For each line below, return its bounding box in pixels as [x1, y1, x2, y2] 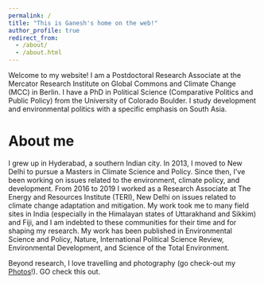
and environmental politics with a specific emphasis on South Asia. [8, 104, 227, 114]
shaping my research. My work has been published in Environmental [8, 226, 233, 235]
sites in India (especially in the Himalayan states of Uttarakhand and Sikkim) [8, 208, 257, 219]
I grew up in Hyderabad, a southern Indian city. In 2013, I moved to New [8, 158, 243, 168]
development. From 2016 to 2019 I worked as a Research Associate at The [8, 184, 251, 193]
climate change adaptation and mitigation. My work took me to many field [8, 200, 249, 210]
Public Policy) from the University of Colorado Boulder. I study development [8, 96, 257, 105]
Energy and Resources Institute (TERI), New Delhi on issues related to [8, 192, 236, 201]
